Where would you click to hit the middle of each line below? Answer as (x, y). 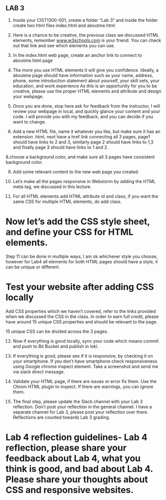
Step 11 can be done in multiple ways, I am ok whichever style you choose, (82, 256)
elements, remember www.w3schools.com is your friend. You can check (87, 40)
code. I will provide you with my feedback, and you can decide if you (83, 117)
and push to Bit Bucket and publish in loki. (55, 346)
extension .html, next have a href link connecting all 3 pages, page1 (81, 136)
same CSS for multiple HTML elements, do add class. (67, 201)
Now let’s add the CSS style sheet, (78, 221)
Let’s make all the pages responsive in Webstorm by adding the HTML (84, 181)
